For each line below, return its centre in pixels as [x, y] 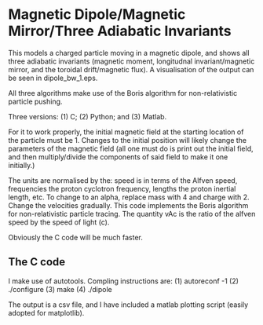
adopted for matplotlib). [46, 312]
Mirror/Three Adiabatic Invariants [120, 31]
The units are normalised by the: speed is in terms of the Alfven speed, [123, 180]
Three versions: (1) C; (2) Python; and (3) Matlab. [88, 116]
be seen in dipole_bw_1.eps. [53, 78]
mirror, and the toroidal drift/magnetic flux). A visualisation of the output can [131, 69]
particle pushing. [35, 101]
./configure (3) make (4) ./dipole [60, 289]
